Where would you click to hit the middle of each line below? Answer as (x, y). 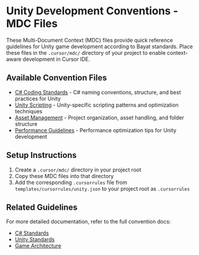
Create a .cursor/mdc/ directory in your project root (78, 170)
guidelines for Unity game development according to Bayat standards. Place (99, 46)
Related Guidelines (42, 207)
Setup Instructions (41, 155)
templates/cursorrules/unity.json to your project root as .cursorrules (102, 188)
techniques (29, 111)
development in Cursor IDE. (57, 59)
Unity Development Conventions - (92, 11)
